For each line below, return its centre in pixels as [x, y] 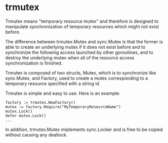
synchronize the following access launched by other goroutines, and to [79, 52]
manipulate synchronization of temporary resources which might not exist [82, 26]
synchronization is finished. [34, 63]
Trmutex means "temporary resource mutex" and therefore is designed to [82, 21]
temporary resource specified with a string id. [53, 83]
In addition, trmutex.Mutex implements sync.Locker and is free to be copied [84, 129]
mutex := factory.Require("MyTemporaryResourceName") [63, 107]
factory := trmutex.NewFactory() [40, 102]
